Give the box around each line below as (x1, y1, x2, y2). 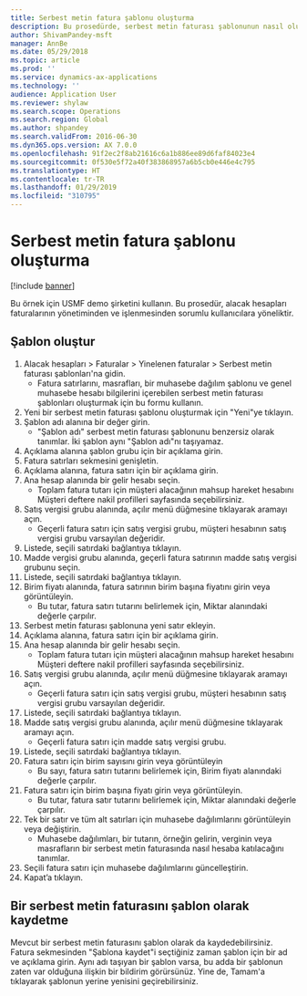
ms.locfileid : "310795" (10, 192, 101, 201)
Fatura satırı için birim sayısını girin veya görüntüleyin (23, 755, 223, 766)
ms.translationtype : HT (10, 166, 101, 175)
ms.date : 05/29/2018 (10, 47, 89, 57)
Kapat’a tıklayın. (23, 872, 84, 883)
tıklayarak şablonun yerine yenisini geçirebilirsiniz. (10, 975, 199, 986)
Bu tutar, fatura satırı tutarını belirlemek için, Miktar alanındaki (36, 600, 268, 611)
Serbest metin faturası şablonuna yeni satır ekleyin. (23, 619, 216, 630)
